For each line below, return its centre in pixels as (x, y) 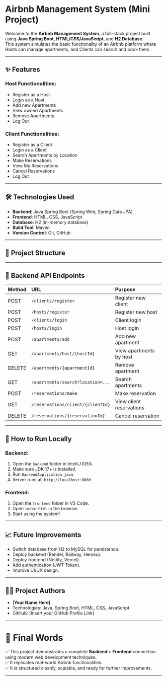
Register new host (136, 312)
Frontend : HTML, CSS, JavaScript (47, 217)
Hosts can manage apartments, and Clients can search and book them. (78, 49)
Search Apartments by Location (45, 155)
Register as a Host (31, 94)
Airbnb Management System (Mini (78, 9)
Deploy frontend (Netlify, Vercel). (46, 560)
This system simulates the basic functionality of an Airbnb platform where (81, 44)
